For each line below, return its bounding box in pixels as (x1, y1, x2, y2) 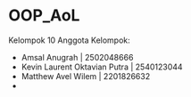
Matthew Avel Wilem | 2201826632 (21, 70, 151, 81)
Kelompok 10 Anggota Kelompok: (8, 35, 130, 45)
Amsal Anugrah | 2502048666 (21, 52, 134, 62)
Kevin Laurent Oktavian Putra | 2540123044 (21, 61, 184, 72)
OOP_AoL (8, 5, 80, 26)
